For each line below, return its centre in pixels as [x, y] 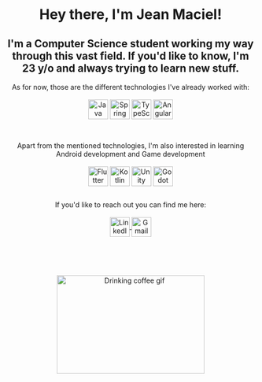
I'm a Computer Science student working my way [131, 44]
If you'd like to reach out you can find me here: [131, 205]
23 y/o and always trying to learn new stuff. [131, 68]
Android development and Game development [131, 154]
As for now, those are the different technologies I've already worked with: [131, 87]
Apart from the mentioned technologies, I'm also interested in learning [131, 146]
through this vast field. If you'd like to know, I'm [131, 56]
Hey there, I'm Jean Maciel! [131, 15]
